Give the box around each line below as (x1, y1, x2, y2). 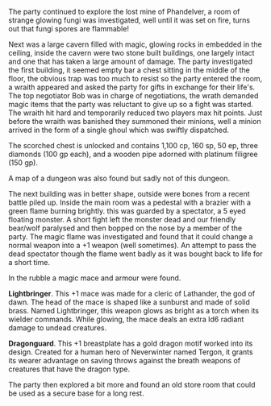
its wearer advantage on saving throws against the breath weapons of (8, 356, 240, 365)
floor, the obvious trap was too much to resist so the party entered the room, (8, 74, 263, 83)
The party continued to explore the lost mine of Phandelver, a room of (8, 7, 240, 16)
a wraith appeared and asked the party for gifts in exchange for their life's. (8, 82, 256, 92)
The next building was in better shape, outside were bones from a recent (8, 189, 250, 198)
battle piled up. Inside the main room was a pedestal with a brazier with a (8, 197, 252, 207)
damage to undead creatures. (8, 323, 107, 333)
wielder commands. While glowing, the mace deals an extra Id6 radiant (8, 314, 244, 324)
